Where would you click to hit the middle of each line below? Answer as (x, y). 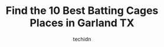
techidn (82, 39)
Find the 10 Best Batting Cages (82, 11)
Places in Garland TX (82, 23)
